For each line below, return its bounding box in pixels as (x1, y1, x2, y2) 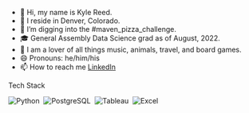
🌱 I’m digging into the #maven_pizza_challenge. (19, 25, 177, 33)
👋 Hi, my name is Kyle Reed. (19, 8, 113, 17)
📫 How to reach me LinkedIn (19, 62, 117, 72)
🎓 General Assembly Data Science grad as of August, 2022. (19, 33, 221, 43)
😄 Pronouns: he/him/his (19, 53, 100, 63)
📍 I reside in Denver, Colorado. (19, 16, 121, 25)
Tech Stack (8, 80, 45, 90)
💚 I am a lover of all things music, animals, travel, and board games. (19, 45, 242, 54)
